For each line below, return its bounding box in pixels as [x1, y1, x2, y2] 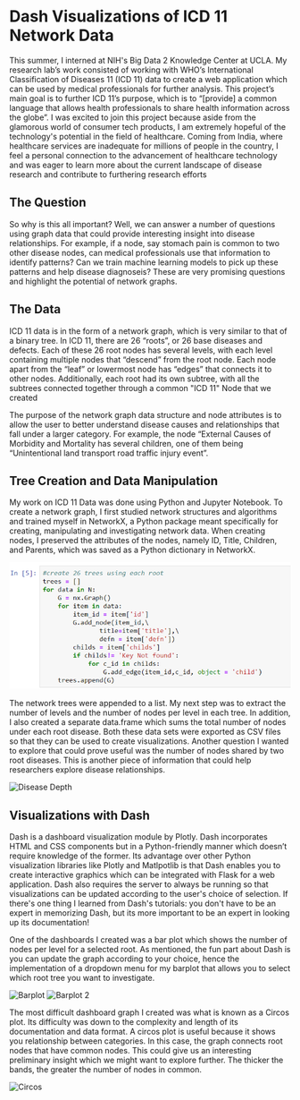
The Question [9, 195, 87, 210]
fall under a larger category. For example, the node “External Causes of [9, 428, 271, 439]
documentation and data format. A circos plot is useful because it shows [9, 1027, 276, 1037]
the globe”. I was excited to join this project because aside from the [9, 112, 256, 123]
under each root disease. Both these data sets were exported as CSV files [9, 727, 281, 738]
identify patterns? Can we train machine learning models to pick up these [9, 257, 279, 268]
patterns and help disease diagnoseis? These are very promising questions [9, 266, 286, 277]
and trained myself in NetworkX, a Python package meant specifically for [9, 516, 279, 527]
